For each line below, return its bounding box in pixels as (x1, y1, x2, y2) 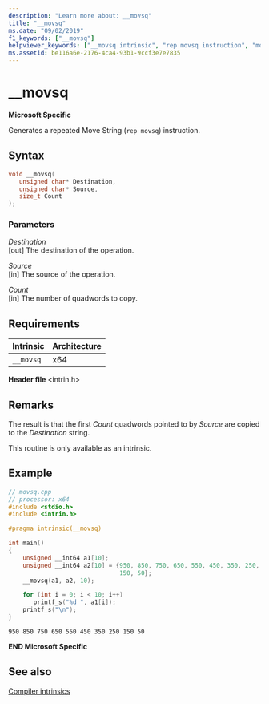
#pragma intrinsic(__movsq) (8, 524, 102, 533)
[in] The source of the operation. (8, 269, 116, 279)
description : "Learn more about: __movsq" (8, 11, 152, 20)
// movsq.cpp (8, 488, 52, 496)
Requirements (8, 317, 80, 330)
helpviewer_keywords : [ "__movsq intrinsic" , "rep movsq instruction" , (8, 42, 249, 50)
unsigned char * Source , (18, 185, 98, 193)
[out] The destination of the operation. (8, 245, 134, 255)
